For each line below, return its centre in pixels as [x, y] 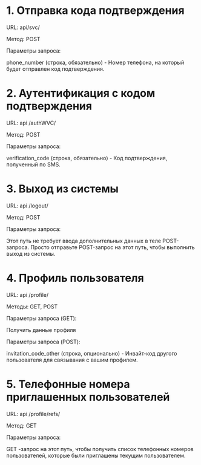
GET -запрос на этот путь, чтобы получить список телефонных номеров [100, 449]
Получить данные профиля [41, 330]
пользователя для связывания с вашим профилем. [72, 360]
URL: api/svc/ [23, 27]
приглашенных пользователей [88, 397]
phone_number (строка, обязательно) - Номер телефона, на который [95, 62]
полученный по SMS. [33, 164]
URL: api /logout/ [27, 206]
